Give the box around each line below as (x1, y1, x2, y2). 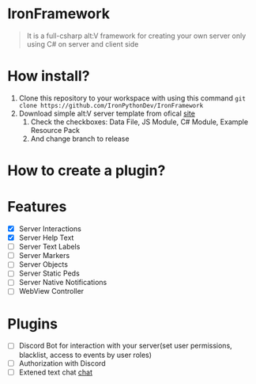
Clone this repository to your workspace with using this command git (18, 93, 247, 103)
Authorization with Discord (18, 358, 106, 368)
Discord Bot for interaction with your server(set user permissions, (18, 341, 232, 351)
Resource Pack (30, 125, 81, 135)
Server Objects (18, 260, 69, 269)
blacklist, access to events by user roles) (18, 350, 152, 359)
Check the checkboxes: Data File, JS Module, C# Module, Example (30, 116, 249, 127)
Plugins (7, 314, 58, 333)
